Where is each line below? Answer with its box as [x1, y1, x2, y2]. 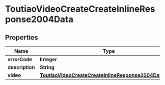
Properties [5, 33, 38, 42]
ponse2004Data [5, 14, 74, 25]
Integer [39, 56, 57, 63]
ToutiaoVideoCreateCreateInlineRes [5, 3, 156, 15]
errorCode [7, 56, 32, 63]
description [7, 64, 35, 70]
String [39, 64, 55, 70]
